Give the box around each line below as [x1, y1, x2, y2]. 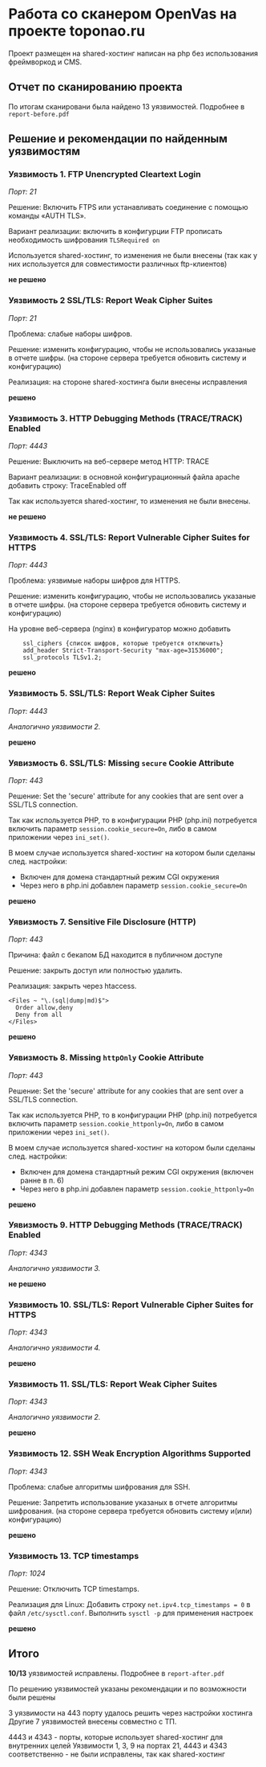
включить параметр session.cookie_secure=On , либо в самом [8, 823, 217, 833]
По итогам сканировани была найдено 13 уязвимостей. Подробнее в [8, 101, 245, 111]
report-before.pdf [8, 110, 70, 118]
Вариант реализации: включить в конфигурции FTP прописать [8, 227, 223, 236]
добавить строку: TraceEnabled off [8, 481, 127, 490]
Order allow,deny [15, 1004, 74, 1012]
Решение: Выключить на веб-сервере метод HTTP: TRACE [8, 457, 210, 466]
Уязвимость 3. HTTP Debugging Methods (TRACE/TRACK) [8, 412, 243, 424]
